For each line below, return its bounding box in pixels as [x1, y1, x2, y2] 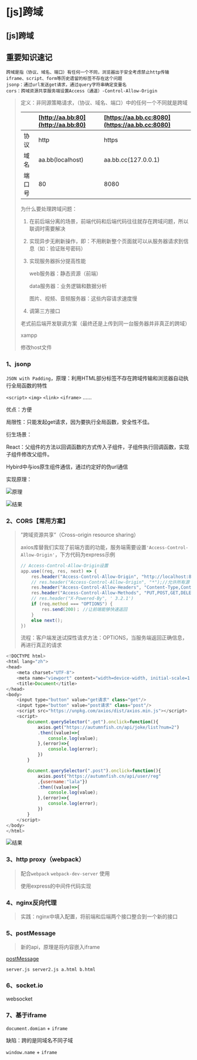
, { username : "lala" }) [37, 778, 88, 785]
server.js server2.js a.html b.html [6, 967, 96, 973]
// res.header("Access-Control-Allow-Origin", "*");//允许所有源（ [31, 579, 195, 585]
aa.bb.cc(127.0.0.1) [103, 156, 160, 164]
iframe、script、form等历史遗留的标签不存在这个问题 [6, 76, 123, 82]
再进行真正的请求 [20, 641, 62, 648]
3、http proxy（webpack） [6, 855, 85, 864]
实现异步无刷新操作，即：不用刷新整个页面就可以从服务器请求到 [29, 238, 184, 245]
